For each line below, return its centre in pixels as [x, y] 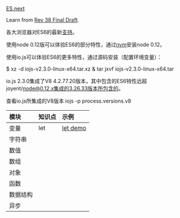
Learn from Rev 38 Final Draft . [43, 20]
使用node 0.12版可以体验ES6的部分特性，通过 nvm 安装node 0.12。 [86, 44]
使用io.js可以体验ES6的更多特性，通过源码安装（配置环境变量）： [84, 57]
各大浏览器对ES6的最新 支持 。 [42, 32]
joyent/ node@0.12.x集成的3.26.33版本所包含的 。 [65, 88]
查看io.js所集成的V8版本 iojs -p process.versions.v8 [69, 101]
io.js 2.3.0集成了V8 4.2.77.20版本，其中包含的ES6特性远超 [76, 81]
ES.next [16, 9]
